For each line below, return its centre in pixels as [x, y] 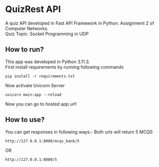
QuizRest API [33, 9]
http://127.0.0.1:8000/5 [31, 159]
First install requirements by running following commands [64, 67]
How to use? [25, 120]
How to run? [25, 49]
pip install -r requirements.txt [40, 76]
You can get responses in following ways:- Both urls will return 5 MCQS [79, 132]
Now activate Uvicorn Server [35, 85]
